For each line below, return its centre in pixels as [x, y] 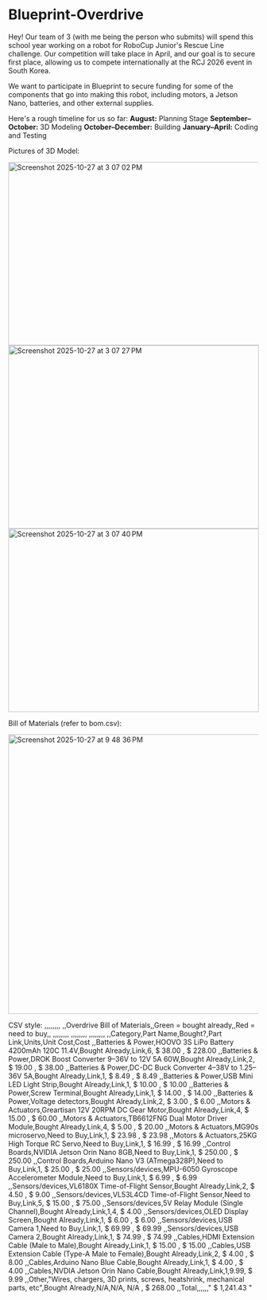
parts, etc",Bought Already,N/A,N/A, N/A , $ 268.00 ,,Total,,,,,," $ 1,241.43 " [130, 1287]
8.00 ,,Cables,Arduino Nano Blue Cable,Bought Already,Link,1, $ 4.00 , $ [126, 1262]
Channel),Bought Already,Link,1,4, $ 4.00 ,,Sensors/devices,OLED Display [128, 1211]
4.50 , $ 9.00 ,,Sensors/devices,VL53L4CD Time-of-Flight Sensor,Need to [130, 1194]
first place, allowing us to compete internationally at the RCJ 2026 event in [130, 62]
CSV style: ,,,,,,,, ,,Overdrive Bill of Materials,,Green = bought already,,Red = [132, 1025]
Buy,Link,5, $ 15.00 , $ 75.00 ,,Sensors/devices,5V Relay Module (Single [126, 1203]
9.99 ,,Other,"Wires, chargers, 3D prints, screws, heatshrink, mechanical [126, 1279]
